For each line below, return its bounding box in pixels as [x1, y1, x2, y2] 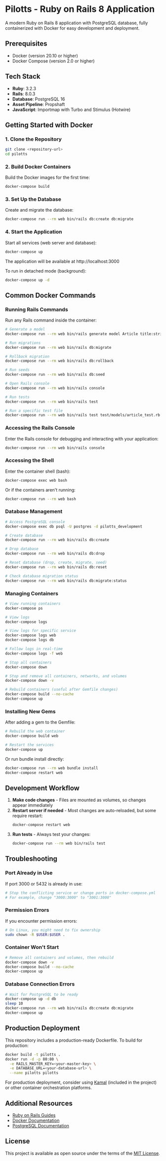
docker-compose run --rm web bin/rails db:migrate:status [5, 578, 127, 583]
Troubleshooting [5, 855, 58, 863]
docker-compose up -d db [5, 996, 56, 1001]
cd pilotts [5, 152, 28, 157]
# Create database [5, 533, 43, 538]
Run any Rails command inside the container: [5, 317, 97, 323]
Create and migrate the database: [5, 207, 74, 213]
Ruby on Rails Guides [12, 1112, 56, 1118]
